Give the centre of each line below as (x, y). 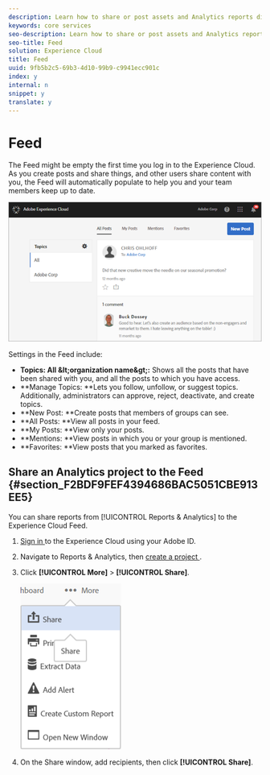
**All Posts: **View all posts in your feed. (90, 421)
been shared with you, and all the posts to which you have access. (130, 379)
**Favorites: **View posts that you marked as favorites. (113, 447)
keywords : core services (50, 25)
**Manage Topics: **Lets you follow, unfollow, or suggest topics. (129, 387)
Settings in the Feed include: (55, 354)
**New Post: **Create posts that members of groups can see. (124, 413)
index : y (23, 77)
